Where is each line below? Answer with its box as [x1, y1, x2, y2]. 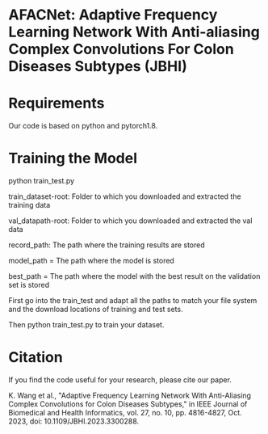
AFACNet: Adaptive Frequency [8, 6, 218, 24]
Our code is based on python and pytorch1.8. [8, 121, 158, 131]
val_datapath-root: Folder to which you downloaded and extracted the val [8, 216, 253, 225]
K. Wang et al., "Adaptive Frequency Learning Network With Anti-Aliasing [8, 390, 252, 400]
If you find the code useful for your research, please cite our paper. [8, 375, 232, 385]
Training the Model [8, 150, 137, 167]
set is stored [8, 280, 50, 290]
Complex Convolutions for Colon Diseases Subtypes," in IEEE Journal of [8, 399, 248, 409]
